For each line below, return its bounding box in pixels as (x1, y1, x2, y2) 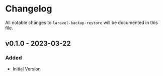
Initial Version (12, 65, 41, 71)
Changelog (5, 3, 52, 14)
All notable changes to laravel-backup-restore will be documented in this (5, 19, 158, 25)
